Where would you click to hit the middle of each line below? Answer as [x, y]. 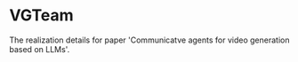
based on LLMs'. [40, 49]
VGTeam [41, 15]
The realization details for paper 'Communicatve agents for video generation [149, 40]
